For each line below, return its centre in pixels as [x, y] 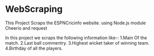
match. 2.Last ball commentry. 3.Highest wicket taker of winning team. [77, 43]
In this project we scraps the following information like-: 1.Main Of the [76, 38]
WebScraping [34, 9]
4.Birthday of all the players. [34, 48]
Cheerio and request [26, 28]
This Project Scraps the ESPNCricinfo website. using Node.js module [76, 23]
